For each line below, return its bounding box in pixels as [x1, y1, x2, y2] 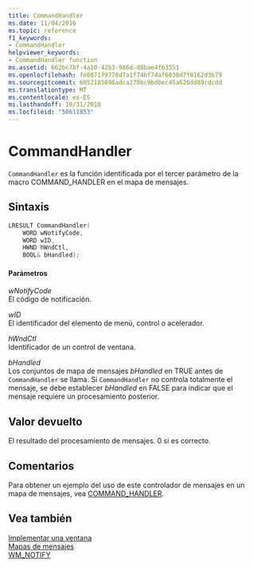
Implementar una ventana [8, 533, 92, 542]
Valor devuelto [8, 415, 83, 428]
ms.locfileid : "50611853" [8, 108, 94, 116]
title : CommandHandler [8, 11, 84, 20]
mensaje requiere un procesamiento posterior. [8, 392, 160, 401]
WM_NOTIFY [8, 549, 51, 559]
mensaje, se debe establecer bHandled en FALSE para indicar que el [8, 384, 233, 393]
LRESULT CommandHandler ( [8, 221, 91, 230]
